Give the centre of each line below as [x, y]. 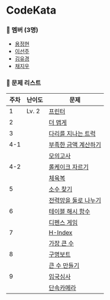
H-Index [61, 232]
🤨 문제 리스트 [24, 83]
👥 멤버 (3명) [22, 30]
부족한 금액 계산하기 [75, 145]
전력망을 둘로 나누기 [75, 200]
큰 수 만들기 [64, 266]
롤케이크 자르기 [69, 167]
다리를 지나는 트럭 [72, 133]
